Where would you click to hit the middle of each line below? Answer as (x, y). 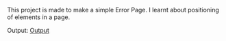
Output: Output (28, 30)
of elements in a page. (39, 17)
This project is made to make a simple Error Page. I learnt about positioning (113, 10)
